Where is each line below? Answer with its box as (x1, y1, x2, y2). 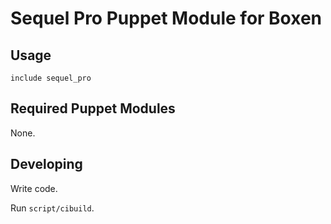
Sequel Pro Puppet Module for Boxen (10, 7, 323, 30)
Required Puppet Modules (10, 100, 176, 117)
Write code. (10, 182, 58, 194)
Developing (10, 156, 83, 173)
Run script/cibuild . (10, 202, 95, 214)
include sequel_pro (10, 73, 92, 83)
